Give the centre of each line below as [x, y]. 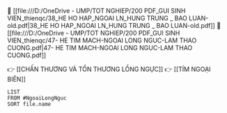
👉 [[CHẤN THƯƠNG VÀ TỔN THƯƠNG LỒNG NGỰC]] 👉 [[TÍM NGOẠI [109, 69]
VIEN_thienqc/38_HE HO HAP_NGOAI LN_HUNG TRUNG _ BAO [97, 18]
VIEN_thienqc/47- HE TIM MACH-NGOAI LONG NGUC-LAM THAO [102, 40]
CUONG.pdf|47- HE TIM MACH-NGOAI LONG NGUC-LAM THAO [100, 48]
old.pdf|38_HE [28, 25]
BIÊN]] [17, 79]
